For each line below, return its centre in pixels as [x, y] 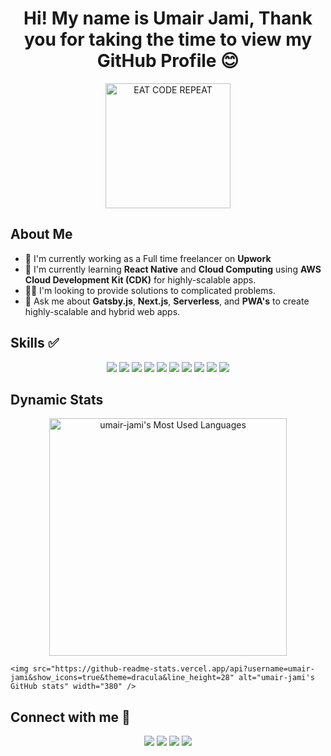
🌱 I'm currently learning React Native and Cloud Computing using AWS [173, 269]
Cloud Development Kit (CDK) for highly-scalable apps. [140, 279]
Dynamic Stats [57, 399]
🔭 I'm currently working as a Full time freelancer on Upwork [148, 258]
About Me [41, 234]
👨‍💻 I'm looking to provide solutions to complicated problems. [150, 290]
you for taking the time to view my [168, 39]
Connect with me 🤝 [70, 717]
